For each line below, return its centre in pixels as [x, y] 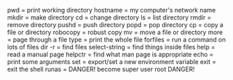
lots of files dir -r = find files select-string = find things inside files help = [111, 47]
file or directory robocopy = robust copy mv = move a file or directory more [115, 32]
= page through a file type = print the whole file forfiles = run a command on [116, 40]
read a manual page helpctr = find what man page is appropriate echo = [111, 54]
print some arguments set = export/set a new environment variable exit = [112, 62]
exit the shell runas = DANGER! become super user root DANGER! [101, 69]
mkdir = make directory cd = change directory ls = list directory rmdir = [110, 17]
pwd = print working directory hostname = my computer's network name [112, 10]
